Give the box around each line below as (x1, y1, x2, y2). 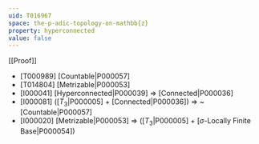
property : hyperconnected (8, 26, 95, 34)
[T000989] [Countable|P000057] (19, 71, 131, 81)
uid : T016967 (8, 11, 52, 20)
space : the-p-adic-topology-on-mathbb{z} (8, 19, 149, 27)
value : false (8, 34, 52, 42)
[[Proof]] (8, 56, 38, 66)
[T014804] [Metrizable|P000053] (19, 80, 131, 90)
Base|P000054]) (19, 126, 75, 136)
